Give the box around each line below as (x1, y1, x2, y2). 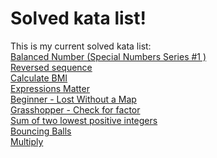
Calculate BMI (10, 72, 68, 84)
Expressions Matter (10, 82, 90, 94)
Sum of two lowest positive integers (10, 114, 158, 126)
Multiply (10, 135, 44, 147)
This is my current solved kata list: (10, 40, 152, 52)
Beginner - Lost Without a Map (10, 93, 137, 105)
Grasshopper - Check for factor (10, 103, 141, 116)
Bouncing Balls (10, 125, 72, 137)
